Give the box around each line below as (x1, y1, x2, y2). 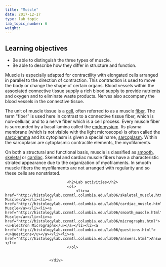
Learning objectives (5, 44, 68, 53)
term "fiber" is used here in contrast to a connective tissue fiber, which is (5, 113, 154, 119)
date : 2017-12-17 (5, 12, 41, 17)
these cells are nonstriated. (5, 170, 61, 176)
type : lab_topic (5, 16, 39, 21)
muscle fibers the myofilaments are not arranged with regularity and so (5, 164, 150, 171)
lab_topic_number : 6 (5, 21, 48, 26)
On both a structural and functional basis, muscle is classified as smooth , (5, 149, 154, 155)
